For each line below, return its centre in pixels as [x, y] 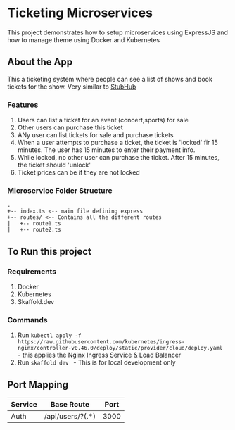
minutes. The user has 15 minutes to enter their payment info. [106, 150]
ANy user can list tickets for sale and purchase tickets [95, 135]
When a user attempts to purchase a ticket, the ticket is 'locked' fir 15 [118, 143]
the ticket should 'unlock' [54, 165]
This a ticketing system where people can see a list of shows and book [110, 79]
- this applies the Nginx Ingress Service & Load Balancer [99, 355]
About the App [40, 62]
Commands [27, 320]
